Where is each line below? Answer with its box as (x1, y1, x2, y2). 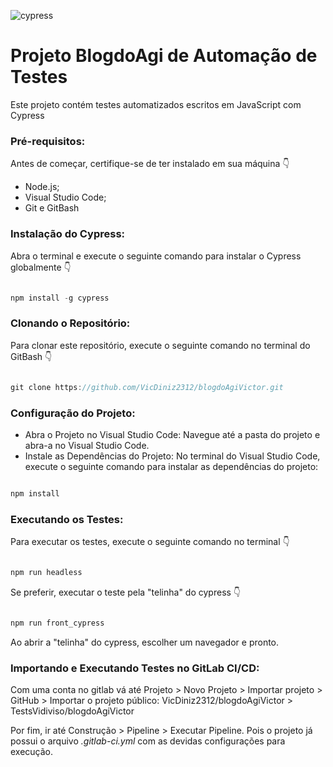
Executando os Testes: (10, 512, 124, 526)
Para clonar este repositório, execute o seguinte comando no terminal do (10, 339, 311, 351)
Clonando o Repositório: (10, 316, 131, 330)
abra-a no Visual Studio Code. (24, 439, 150, 451)
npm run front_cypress (10, 618, 105, 628)
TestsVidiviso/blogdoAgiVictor (10, 705, 135, 717)
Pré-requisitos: (10, 134, 86, 148)
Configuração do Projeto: (10, 406, 136, 420)
